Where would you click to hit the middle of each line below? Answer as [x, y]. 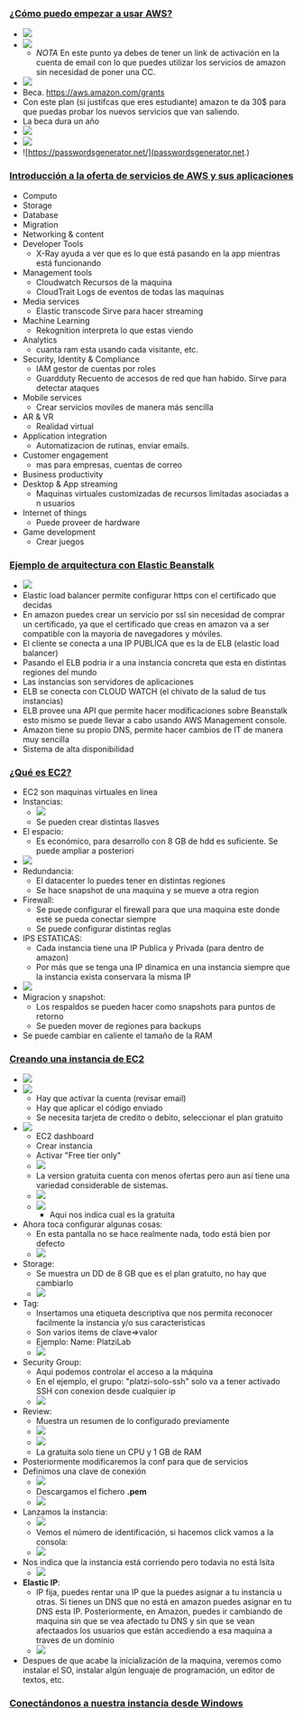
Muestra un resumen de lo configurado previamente [133, 1421]
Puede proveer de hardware [88, 522]
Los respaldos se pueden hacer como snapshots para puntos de [156, 1007]
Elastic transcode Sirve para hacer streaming [119, 311]
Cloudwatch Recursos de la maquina [104, 282]
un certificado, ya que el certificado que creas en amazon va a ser [146, 624]
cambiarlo [55, 1283]
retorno [50, 1016]
